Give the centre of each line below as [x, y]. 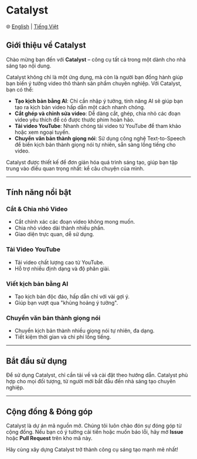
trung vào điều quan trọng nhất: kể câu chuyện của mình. [75, 168]
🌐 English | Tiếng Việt [32, 26]
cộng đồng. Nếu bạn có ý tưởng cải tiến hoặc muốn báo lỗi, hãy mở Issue [95, 431]
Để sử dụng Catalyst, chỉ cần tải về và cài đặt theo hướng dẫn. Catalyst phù [97, 375]
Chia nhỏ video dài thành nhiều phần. [60, 228]
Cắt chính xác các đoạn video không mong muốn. [75, 222]
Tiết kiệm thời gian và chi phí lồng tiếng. [63, 337]
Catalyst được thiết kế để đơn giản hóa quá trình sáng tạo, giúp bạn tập [92, 162]
